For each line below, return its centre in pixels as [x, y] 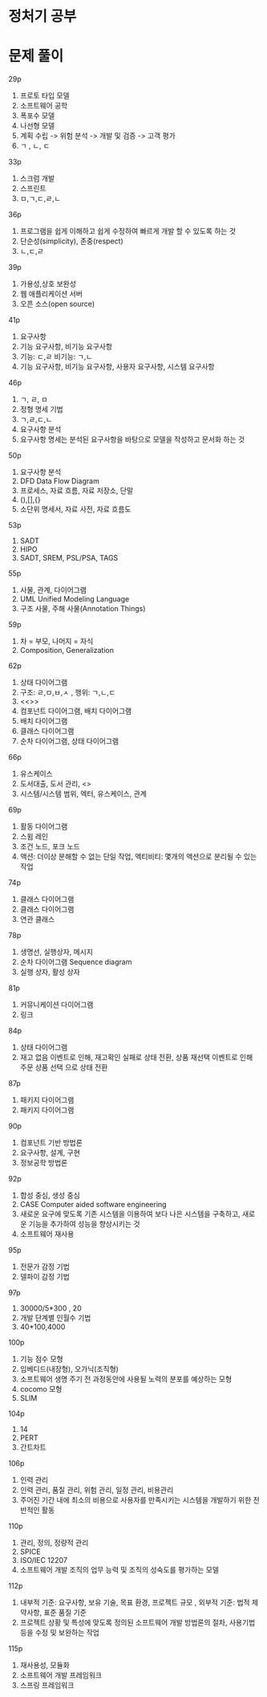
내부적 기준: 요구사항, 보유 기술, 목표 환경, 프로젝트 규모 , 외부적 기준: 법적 [135, 1602]
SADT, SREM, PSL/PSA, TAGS [69, 558]
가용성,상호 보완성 [48, 284]
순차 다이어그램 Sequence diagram [76, 962]
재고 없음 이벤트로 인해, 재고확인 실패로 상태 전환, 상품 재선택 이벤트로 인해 [136, 1058]
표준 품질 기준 [65, 1613]
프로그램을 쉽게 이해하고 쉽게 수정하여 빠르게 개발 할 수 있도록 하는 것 [128, 231]
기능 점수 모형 [41, 1359]
